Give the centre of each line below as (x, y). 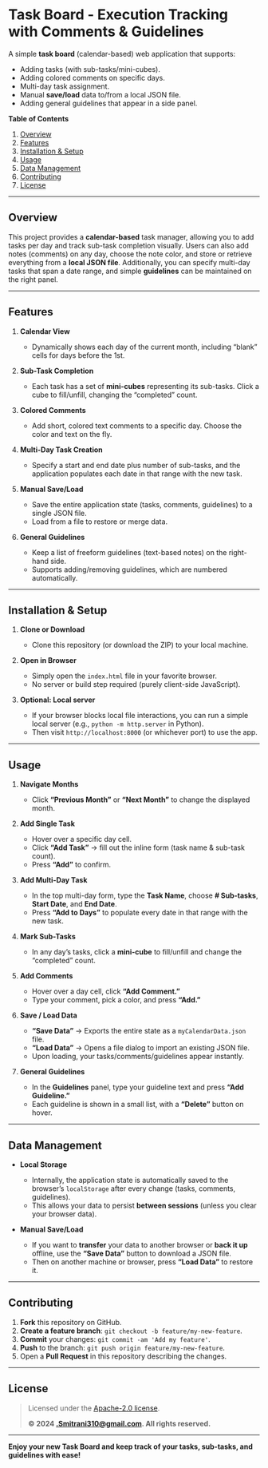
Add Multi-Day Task (53, 880)
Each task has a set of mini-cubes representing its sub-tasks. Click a (145, 386)
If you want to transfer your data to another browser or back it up (140, 1245)
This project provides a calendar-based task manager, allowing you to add (131, 236)
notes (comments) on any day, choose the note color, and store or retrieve (130, 254)
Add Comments (46, 976)
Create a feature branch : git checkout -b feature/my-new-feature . (131, 1331)
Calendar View (45, 331)
